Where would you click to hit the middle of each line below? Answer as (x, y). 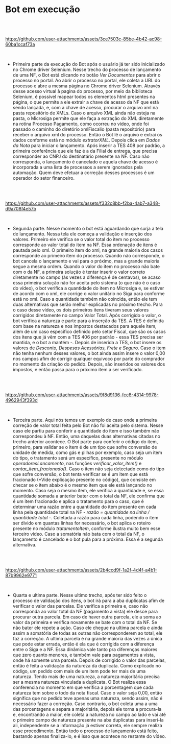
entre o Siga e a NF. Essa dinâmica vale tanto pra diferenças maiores (85, 649)
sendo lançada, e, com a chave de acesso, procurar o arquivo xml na (85, 107)
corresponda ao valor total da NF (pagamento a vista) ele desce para (85, 611)
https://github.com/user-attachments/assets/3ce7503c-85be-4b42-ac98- (84, 39)
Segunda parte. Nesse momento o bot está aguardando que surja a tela (88, 228)
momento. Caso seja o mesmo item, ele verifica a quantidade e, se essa (88, 490)
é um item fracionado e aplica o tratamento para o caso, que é (78, 501)
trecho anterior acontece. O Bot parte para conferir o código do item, (85, 441)
